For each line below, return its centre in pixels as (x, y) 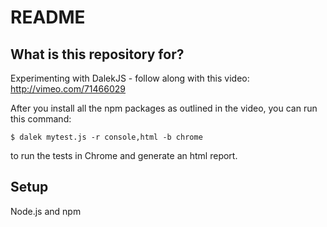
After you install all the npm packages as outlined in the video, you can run (164, 108)
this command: (41, 119)
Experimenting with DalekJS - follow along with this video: (130, 78)
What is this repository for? (97, 54)
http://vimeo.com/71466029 (68, 89)
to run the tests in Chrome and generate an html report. (124, 155)
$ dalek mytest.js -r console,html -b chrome (106, 137)
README (48, 17)
